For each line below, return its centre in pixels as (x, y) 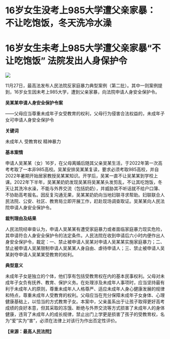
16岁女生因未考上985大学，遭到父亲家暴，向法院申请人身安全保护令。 (87, 92)
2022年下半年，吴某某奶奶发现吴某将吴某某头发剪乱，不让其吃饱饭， (86, 182)
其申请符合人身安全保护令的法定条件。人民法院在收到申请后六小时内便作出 (83, 236)
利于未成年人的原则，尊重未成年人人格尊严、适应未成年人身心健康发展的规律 (85, 289)
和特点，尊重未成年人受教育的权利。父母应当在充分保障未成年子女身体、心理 (85, 295)
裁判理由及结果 (21, 219)
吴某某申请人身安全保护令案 (34, 103)
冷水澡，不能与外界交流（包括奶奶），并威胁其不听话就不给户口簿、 (93, 189)
